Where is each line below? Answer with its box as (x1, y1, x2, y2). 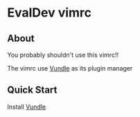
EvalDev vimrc (7, 5, 92, 21)
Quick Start (7, 84, 58, 96)
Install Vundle (7, 102, 46, 111)
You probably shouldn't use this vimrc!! (7, 51, 119, 59)
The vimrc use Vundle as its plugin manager (7, 64, 133, 72)
